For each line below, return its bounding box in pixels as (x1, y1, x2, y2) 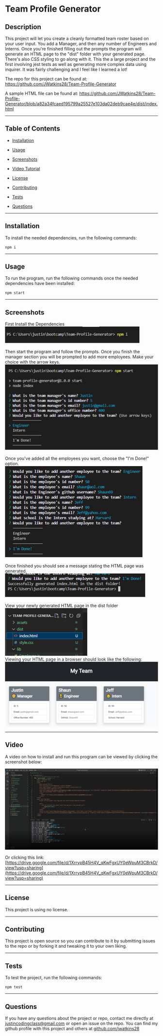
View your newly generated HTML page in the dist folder (5, 603, 118, 609)
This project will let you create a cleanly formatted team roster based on (5, 35, 149, 41)
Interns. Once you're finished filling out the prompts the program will (5, 46, 142, 51)
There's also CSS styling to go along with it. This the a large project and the (5, 56, 156, 62)
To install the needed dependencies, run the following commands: (5, 234, 137, 241)
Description (5, 23, 41, 31)
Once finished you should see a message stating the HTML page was (5, 563, 144, 569)
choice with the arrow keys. (5, 359, 61, 365)
